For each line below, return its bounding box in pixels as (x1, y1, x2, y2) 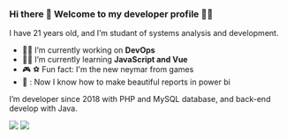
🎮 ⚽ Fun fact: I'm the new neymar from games (21, 64, 194, 75)
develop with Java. (9, 103, 78, 113)
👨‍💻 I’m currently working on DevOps (21, 45, 156, 55)
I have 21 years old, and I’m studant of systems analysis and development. (9, 28, 279, 39)
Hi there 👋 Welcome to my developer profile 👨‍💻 (9, 8, 214, 20)
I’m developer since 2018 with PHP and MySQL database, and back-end (9, 94, 271, 105)
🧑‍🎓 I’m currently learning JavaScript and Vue (21, 55, 188, 65)
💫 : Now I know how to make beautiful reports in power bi (21, 77, 231, 87)
